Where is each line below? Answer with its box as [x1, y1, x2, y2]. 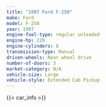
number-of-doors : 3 [6, 60, 56, 66]
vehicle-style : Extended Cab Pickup [6, 77, 100, 83]
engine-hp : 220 [6, 37, 45, 43]
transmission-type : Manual [6, 49, 75, 55]
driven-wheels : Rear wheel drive [6, 54, 92, 61]
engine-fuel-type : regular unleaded [6, 32, 100, 38]
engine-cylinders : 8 [6, 43, 59, 50]
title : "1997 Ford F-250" [6, 9, 72, 15]
